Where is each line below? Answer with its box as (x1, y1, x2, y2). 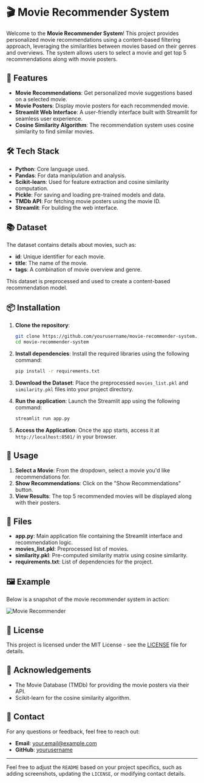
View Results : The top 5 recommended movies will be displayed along (15, 492, 192, 500)
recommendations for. (15, 473, 71, 480)
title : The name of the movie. (15, 260, 88, 267)
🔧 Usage (6, 451, 38, 461)
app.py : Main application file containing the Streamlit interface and (15, 533, 183, 540)
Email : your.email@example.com (15, 739, 97, 747)
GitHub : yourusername (15, 746, 73, 753)
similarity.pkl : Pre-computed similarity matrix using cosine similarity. (15, 552, 188, 559)
